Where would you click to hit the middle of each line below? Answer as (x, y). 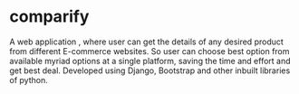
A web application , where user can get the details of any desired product (146, 42)
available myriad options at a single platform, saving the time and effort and (150, 61)
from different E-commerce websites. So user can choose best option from (149, 51)
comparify (49, 17)
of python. (29, 80)
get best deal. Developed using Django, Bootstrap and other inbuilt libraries (150, 70)
